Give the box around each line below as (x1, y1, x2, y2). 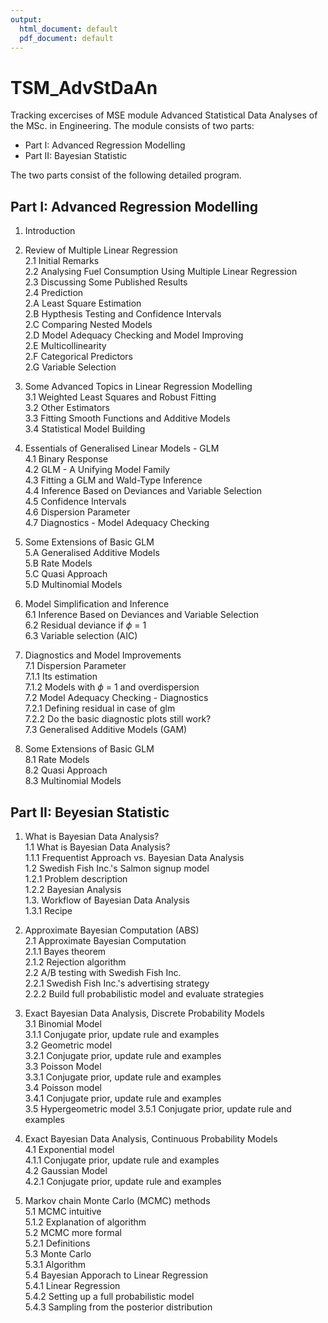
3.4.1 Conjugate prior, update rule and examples (24, 1092, 222, 1104)
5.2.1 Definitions (24, 1237, 91, 1249)
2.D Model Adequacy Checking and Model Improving (24, 329, 244, 341)
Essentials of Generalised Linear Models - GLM (24, 442, 220, 455)
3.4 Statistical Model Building (24, 423, 146, 435)
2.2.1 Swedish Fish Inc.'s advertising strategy (24, 977, 210, 989)
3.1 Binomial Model (24, 1017, 102, 1030)
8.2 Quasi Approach (24, 764, 108, 776)
